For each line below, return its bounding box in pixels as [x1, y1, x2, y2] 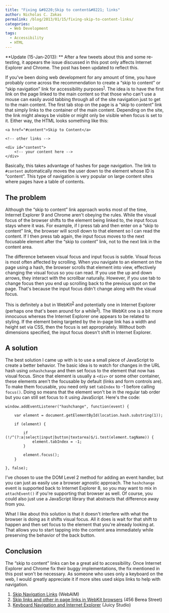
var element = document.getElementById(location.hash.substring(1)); [14, 413, 163, 418]
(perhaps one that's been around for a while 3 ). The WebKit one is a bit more [5, 307, 162, 314]
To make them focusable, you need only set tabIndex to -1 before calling [5, 384, 155, 390]
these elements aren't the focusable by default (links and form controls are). [5, 378, 163, 384]
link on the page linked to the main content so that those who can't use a [5, 91, 156, 97]
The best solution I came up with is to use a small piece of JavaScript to [5, 357, 154, 363]
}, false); [5, 466, 28, 471]
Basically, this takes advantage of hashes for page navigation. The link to [5, 163, 157, 169]
